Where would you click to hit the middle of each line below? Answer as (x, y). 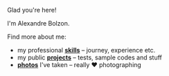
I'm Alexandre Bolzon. (38, 23)
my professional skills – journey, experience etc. (86, 50)
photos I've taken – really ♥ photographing (79, 65)
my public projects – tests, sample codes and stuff (90, 57)
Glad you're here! (32, 10)
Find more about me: (37, 37)
